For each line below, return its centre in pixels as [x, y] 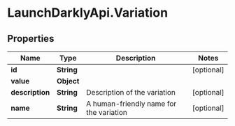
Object [68, 81]
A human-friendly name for [131, 104]
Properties [31, 39]
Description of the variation [131, 92]
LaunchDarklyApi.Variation [88, 13]
